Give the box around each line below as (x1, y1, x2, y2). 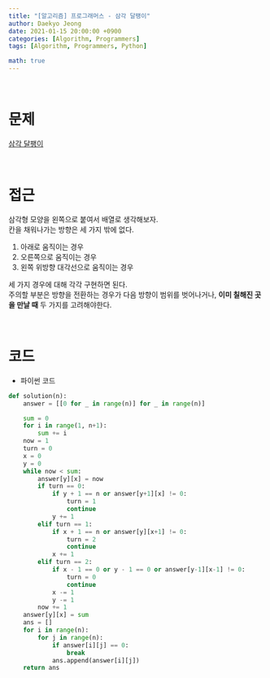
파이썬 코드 (20, 375, 56, 385)
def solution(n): (8, 391, 67, 400)
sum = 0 (23, 414, 49, 422)
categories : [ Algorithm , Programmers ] (8, 34, 140, 43)
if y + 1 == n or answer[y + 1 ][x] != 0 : (51, 490, 187, 498)
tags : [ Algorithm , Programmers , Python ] (8, 42, 148, 50)
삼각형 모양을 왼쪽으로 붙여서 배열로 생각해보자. (8, 214, 159, 224)
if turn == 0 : (37, 482, 85, 491)
